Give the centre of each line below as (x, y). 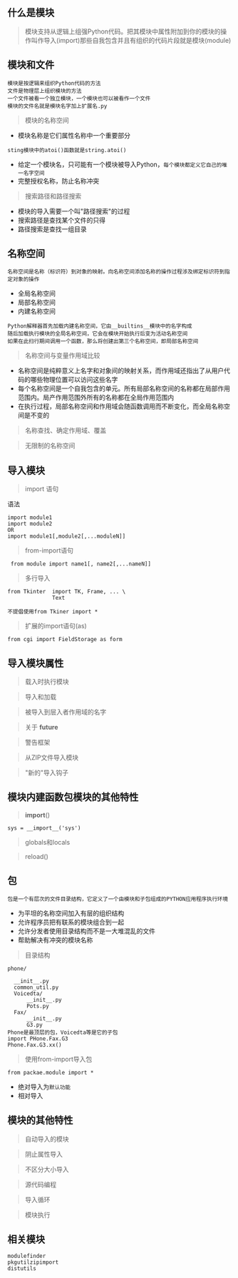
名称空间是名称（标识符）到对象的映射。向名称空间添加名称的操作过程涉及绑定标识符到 (116, 272)
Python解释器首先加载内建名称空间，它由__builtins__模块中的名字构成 (100, 326)
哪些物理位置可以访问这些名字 (74, 380)
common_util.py (36, 987)
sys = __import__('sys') (44, 828)
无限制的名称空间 (50, 446)
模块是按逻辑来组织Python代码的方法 (54, 83)
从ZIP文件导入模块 (52, 758)
